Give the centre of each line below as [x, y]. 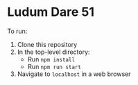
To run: [17, 31]
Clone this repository [47, 44]
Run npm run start [54, 66]
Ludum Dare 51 [51, 12]
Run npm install [51, 59]
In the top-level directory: [53, 52]
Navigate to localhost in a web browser [74, 74]
